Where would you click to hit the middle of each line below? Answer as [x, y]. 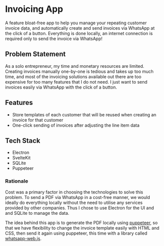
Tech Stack [23, 140]
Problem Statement [35, 54]
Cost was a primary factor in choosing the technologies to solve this [74, 192]
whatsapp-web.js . [23, 238]
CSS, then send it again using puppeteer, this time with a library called [76, 233]
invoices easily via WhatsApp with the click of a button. [61, 87]
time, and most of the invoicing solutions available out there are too [73, 76]
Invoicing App [34, 9]
